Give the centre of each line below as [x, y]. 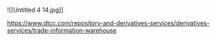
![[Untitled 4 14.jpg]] [35, 10]
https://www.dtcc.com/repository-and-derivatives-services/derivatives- [108, 23]
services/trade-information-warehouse [62, 30]
